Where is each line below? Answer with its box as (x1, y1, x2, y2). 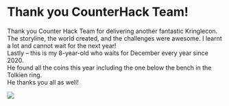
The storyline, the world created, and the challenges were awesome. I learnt (7, 34, 223, 42)
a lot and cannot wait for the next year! (7, 41, 117, 50)
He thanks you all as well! (7, 78, 79, 86)
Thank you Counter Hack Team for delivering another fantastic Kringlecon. (7, 27, 218, 35)
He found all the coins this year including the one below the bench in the (7, 63, 212, 72)
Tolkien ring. (7, 70, 43, 79)
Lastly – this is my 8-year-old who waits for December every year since (7, 49, 209, 57)
